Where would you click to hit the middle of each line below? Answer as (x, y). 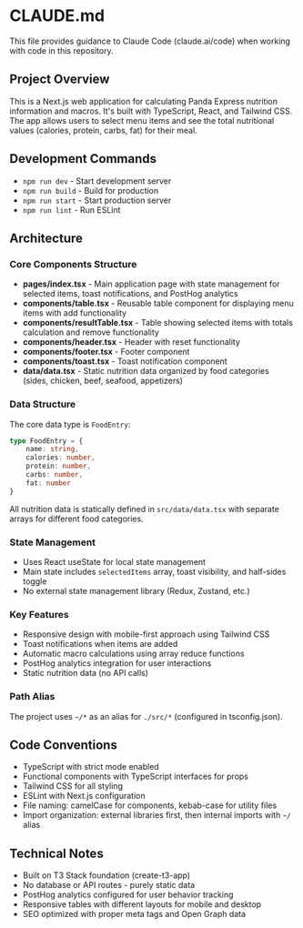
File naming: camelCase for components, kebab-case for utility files (150, 805)
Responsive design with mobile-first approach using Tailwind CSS (146, 634)
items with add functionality (75, 313)
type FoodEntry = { (46, 441)
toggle (35, 581)
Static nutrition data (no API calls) (85, 673)
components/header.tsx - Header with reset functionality (131, 342)
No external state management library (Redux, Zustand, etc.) (136, 590)
